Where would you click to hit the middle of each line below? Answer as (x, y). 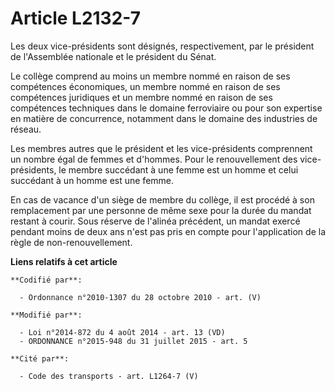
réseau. (26, 129)
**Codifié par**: (46, 280)
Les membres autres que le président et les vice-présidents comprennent (161, 148)
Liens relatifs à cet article (64, 261)
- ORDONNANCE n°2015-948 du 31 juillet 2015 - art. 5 (133, 341)
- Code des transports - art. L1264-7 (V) (109, 376)
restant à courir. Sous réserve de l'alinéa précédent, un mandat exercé (155, 221)
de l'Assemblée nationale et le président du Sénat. (113, 56)
